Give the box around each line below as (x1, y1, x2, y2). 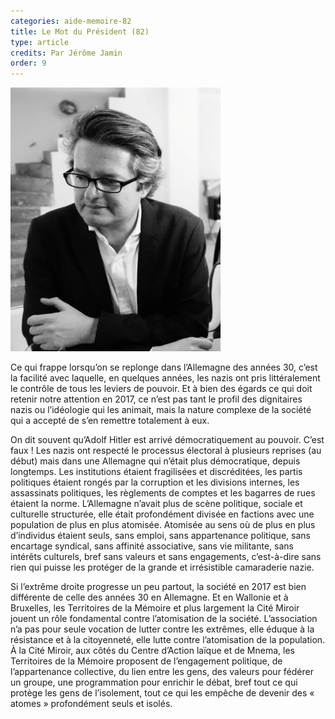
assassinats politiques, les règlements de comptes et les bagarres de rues (10, 487, 316, 499)
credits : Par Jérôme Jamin (10, 48, 123, 58)
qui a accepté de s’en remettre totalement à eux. (10, 415, 210, 427)
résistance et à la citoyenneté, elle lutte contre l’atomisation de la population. (10, 634, 326, 646)
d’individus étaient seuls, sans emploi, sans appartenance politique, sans (10, 530, 311, 542)
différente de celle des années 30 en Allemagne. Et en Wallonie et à (10, 591, 289, 604)
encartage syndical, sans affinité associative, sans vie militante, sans (10, 540, 294, 552)
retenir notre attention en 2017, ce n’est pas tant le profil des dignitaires (10, 393, 303, 405)
